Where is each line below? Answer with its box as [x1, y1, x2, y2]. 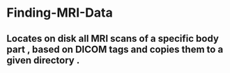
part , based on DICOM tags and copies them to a [6, 43, 224, 55]
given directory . [6, 54, 80, 66]
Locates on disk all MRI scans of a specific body [6, 33, 219, 44]
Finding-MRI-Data [6, 5, 113, 21]
